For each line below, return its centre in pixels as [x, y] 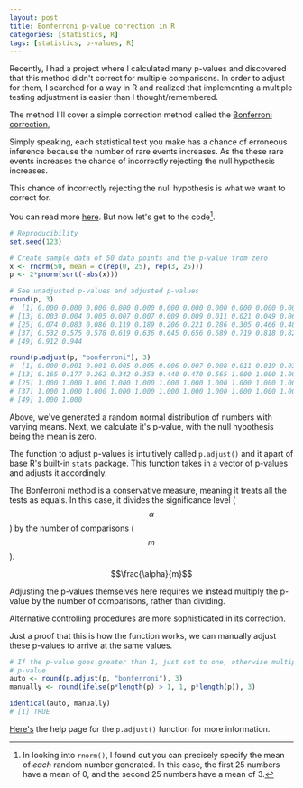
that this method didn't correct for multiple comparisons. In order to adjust [147, 79]
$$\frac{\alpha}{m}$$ [151, 573]
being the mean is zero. [53, 436]
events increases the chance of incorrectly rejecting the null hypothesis [142, 161]
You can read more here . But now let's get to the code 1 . [112, 216]
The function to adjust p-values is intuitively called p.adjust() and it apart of [151, 453]
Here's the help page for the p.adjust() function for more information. [140, 728]
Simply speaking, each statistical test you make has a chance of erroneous [148, 142]
